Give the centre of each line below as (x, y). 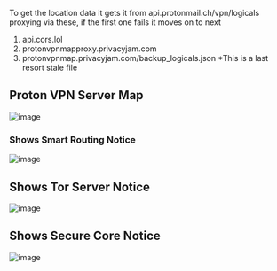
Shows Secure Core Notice (85, 236)
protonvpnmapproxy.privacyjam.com (89, 49)
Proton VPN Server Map (76, 95)
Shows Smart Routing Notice (72, 139)
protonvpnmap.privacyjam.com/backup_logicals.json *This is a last (145, 58)
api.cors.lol (42, 39)
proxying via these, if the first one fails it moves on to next (115, 22)
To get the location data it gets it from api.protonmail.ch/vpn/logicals (135, 13)
